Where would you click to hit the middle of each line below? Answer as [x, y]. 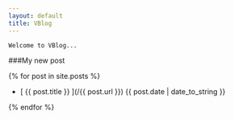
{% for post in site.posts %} [54, 76]
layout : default [36, 16]
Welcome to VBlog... [43, 45]
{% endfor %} [31, 107]
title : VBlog [30, 23]
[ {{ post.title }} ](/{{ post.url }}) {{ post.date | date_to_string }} [123, 91]
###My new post [37, 60]
